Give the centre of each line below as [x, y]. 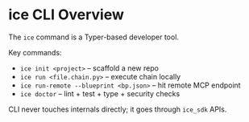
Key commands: [35, 52]
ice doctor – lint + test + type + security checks [100, 93]
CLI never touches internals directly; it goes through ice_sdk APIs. [118, 109]
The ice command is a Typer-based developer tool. [94, 37]
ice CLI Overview [66, 15]
